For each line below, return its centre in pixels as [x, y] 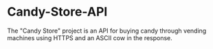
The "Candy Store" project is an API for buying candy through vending [107, 31]
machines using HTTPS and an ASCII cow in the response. [90, 37]
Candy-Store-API [57, 12]
